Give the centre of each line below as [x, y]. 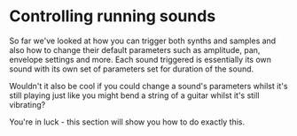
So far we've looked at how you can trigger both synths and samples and [143, 41]
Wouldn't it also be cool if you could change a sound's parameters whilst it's [148, 86]
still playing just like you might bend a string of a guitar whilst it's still [134, 95]
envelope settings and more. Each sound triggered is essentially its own [141, 59]
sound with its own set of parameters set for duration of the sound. [132, 69]
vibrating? [27, 104]
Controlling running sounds [113, 16]
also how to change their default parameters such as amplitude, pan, [135, 49]
